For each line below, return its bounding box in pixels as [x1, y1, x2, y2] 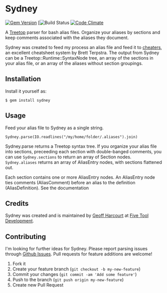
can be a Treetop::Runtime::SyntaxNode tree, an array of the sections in [5, 55, 154, 61]
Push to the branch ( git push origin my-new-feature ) [12, 276, 124, 283]
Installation [5, 75, 41, 83]
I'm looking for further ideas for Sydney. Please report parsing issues [5, 246, 148, 252]
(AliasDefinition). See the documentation [5, 185, 89, 191]
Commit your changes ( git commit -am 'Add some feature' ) [12, 271, 137, 277]
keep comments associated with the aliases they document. [5, 35, 129, 41]
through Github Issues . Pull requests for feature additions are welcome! [5, 251, 152, 257]
